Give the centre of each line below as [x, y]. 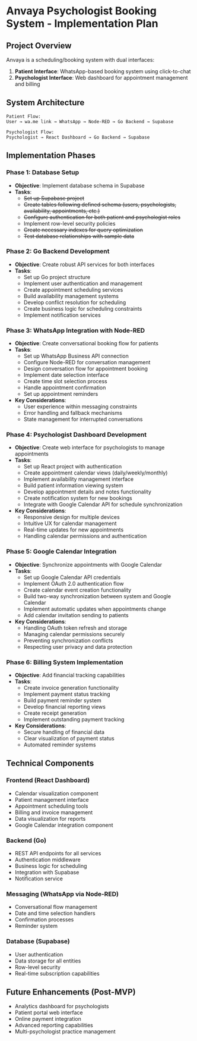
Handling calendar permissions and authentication [85, 536]
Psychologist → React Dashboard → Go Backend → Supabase [78, 137]
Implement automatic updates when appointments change [95, 609]
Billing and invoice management [54, 812]
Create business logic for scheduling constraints [83, 308]
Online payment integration [48, 1019]
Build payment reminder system [63, 700]
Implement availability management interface [79, 479]
